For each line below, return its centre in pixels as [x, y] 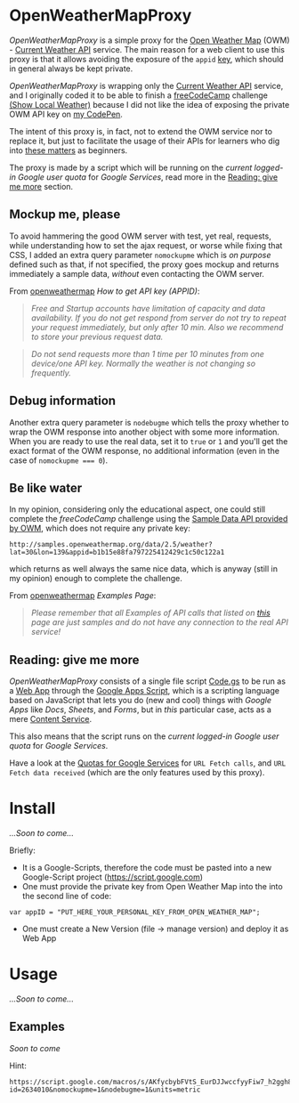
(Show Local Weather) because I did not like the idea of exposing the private [149, 104]
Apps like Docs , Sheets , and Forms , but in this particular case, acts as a [140, 710]
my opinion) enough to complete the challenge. [96, 579]
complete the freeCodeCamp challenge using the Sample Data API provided [149, 519]
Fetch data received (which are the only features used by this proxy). [137, 773]
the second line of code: [67, 896]
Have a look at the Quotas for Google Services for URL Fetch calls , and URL [148, 763]
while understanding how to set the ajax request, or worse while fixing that [146, 245]
